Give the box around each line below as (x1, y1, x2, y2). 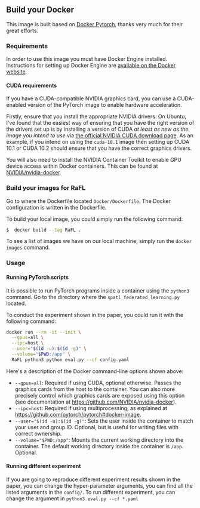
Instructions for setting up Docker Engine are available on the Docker (6, 62, 176, 69)
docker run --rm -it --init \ (6, 329, 82, 335)
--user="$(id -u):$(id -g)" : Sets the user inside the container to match (14, 417, 193, 424)
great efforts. (6, 27, 39, 34)
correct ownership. (14, 430, 62, 437)
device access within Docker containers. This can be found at (6, 162, 158, 170)
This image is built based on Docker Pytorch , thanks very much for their (6, 20, 183, 27)
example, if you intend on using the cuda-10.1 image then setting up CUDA (6, 138, 190, 146)
